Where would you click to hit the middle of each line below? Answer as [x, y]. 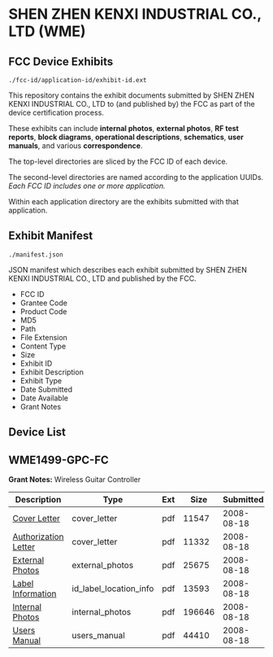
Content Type [43, 346]
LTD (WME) [48, 31]
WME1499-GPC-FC [59, 460]
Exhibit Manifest [51, 236]
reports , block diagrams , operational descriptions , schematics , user [126, 137]
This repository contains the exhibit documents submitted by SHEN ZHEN [131, 95]
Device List [37, 432]
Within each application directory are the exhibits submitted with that [124, 201]
